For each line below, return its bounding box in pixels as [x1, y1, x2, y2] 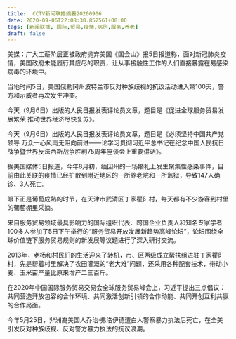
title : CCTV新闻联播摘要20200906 [7, 10, 102, 18]
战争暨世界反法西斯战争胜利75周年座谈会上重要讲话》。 [7, 147, 166, 156]
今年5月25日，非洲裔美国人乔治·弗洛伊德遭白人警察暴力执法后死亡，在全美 [7, 316, 223, 324]
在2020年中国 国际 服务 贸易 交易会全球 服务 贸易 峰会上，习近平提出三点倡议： [7, 284, 226, 292]
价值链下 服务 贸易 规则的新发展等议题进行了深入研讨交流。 [13, 236, 180, 244]
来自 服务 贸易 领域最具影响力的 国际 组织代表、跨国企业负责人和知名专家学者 [7, 218, 223, 227]
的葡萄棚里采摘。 [7, 204, 57, 212]
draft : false [7, 29, 46, 37]
